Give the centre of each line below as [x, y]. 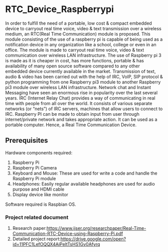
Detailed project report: [37, 239]
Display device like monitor [40, 194]
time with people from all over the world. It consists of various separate [79, 103]
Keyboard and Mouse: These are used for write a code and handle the [85, 173]
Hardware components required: [39, 152]
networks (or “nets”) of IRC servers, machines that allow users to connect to [84, 109]
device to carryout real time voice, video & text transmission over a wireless [83, 28]
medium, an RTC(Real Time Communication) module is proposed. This [78, 34]
